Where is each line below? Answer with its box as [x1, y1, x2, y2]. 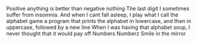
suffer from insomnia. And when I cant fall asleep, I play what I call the [6, 11, 179, 18]
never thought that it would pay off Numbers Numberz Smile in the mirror [6, 30, 186, 37]
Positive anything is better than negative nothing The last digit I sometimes [6, 5, 190, 12]
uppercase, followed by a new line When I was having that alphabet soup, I [6, 24, 190, 31]
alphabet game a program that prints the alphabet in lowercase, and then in [6, 18, 192, 24]
